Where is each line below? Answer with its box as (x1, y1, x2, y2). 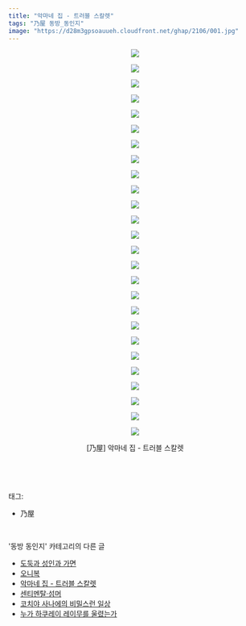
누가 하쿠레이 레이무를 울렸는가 (19, 609, 117, 619)
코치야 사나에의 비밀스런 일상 (19, 599, 111, 609)
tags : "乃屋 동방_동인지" (8, 19, 84, 27)
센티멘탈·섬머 (19, 589, 62, 599)
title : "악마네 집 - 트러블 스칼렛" (8, 11, 114, 20)
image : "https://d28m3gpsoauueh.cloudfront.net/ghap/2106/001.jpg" (8, 27, 240, 35)
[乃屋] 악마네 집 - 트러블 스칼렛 (86, 443, 184, 453)
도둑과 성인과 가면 (19, 558, 76, 569)
